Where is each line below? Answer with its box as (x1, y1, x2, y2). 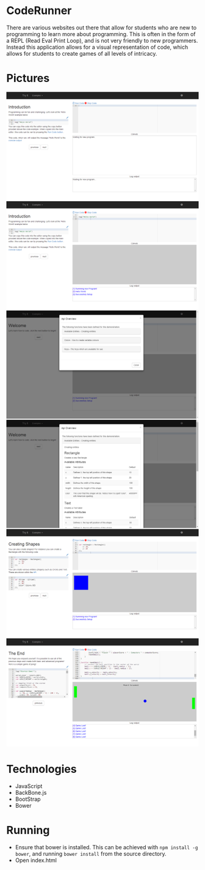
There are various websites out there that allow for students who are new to (6, 24, 197, 31)
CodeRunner (6, 4, 72, 18)
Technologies (6, 762, 77, 776)
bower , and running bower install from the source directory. (15, 850, 167, 857)
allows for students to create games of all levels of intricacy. (6, 50, 157, 57)
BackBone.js (15, 789, 47, 796)
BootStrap (15, 795, 41, 803)
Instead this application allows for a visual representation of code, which (6, 43, 189, 51)
